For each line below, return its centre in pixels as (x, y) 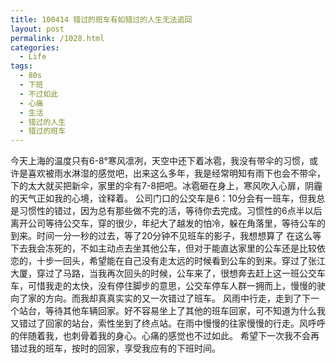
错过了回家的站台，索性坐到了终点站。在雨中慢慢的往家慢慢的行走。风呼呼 (172, 323)
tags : (21, 66)
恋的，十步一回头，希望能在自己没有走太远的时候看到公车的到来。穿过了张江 (168, 261)
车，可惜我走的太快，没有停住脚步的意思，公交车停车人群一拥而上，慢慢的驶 (168, 286)
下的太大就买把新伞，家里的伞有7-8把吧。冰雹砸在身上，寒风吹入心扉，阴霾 (166, 186)
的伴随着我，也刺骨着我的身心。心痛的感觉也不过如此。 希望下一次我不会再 (165, 336)
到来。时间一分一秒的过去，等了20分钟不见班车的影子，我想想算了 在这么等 (166, 236)
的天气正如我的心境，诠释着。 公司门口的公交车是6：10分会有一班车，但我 (163, 198)
